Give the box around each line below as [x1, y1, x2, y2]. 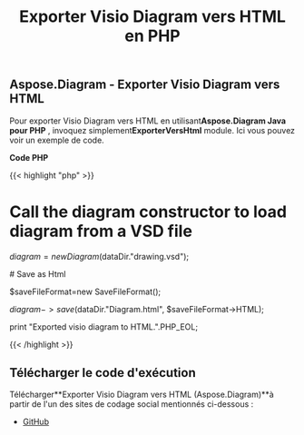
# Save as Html [9, 268, 66, 279]
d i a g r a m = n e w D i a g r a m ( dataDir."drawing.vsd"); [9, 251, 190, 262]
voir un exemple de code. [9, 134, 104, 145]
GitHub [22, 416, 50, 428]
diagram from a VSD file [9, 221, 193, 242]
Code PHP [9, 152, 49, 163]
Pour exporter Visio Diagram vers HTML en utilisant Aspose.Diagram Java [9, 115, 287, 126]
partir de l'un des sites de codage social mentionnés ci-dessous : [9, 399, 254, 410]
